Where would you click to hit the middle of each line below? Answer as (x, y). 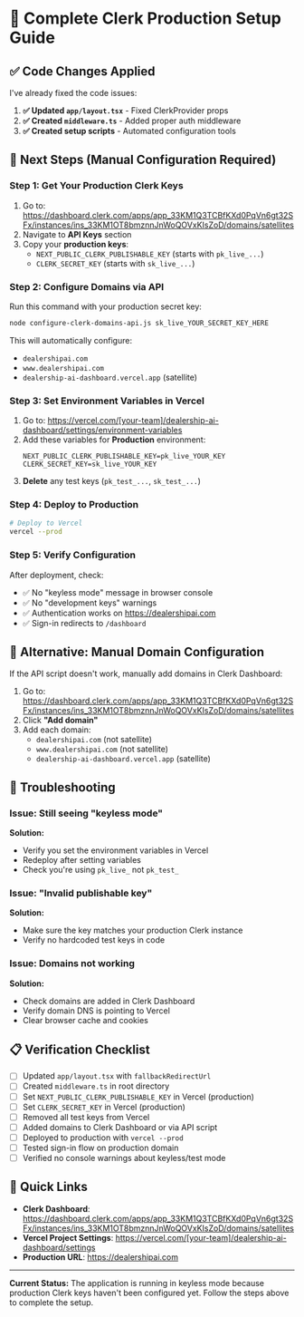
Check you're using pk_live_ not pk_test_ (100, 870)
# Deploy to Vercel (46, 523)
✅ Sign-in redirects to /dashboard (84, 623)
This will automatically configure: (71, 340)
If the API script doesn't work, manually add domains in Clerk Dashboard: (146, 673)
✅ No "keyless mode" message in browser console (118, 592)
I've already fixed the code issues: (73, 93)
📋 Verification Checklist (80, 1049)
